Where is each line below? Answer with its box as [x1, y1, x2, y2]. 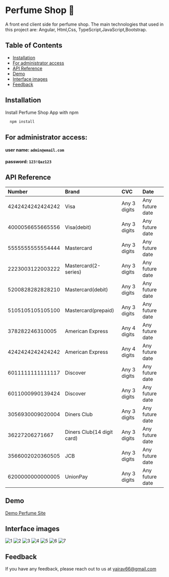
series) [65, 268, 81, 275]
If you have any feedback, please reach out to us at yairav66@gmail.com [5, 566, 157, 572]
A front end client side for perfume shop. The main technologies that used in [5, 21, 164, 27]
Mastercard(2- [65, 262, 101, 269]
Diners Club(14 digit [65, 428, 113, 435]
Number [8, 188, 28, 195]
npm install [10, 119, 35, 124]
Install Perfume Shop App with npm [5, 109, 79, 115]
